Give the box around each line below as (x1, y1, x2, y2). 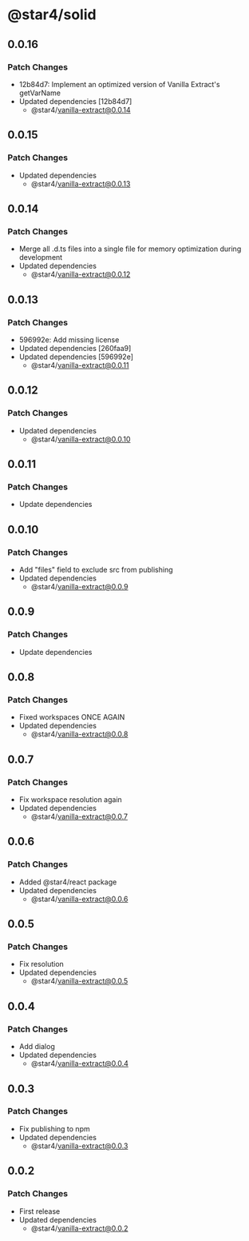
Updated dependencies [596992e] (18, 352, 133, 361)
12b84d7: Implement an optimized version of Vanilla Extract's (18, 79, 220, 89)
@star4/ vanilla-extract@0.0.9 (30, 582, 128, 591)
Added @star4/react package (18, 877, 117, 887)
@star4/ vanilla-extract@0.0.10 (30, 434, 131, 444)
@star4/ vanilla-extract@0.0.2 (30, 1223, 128, 1233)
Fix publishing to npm (18, 1123, 90, 1133)
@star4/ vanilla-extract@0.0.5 (30, 976, 128, 986)
